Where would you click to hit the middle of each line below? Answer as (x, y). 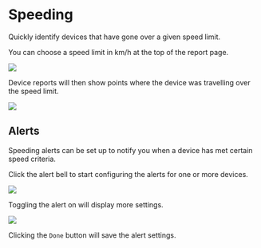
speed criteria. (32, 159)
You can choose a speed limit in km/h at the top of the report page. (119, 52)
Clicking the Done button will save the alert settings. (92, 235)
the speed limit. (34, 91)
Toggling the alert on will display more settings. (86, 204)
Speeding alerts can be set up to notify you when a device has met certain (130, 150)
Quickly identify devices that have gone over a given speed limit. (115, 37)
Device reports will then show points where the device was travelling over (130, 82)
